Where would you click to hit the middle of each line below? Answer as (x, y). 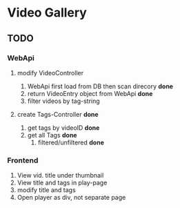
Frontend (23, 160)
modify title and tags (46, 190)
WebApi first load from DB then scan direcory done (100, 86)
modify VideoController (50, 73)
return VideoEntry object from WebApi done (90, 93)
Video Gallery (47, 13)
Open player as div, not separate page (71, 198)
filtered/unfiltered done (71, 142)
